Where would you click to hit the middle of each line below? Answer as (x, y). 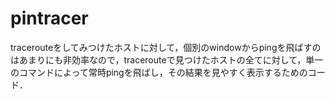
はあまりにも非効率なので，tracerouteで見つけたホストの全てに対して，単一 (167, 59)
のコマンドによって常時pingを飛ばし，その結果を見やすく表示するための (159, 72)
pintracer (49, 18)
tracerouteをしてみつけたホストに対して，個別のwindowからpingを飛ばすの (166, 47)
